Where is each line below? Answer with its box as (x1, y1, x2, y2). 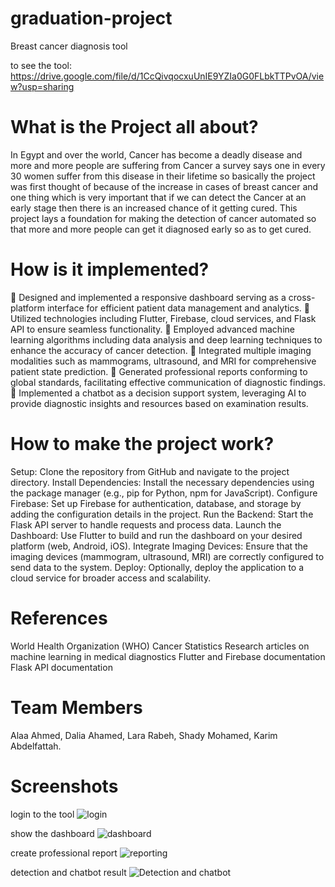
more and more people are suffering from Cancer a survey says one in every (10, 159, 326, 171)
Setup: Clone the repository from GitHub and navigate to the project (10, 465, 290, 477)
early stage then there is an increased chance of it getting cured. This (10, 202, 298, 214)
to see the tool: (10, 59, 73, 71)
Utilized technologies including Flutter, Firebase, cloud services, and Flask (10, 312, 317, 324)
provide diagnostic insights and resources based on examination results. (10, 397, 309, 409)
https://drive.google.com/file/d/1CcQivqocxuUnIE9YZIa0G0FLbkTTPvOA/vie (10, 70, 325, 82)
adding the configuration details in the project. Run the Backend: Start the (10, 508, 314, 520)
